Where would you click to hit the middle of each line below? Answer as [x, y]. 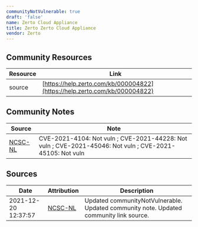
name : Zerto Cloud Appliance [42, 22]
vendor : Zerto [24, 34]
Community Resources [49, 57]
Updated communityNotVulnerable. [133, 201]
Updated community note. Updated [133, 208]
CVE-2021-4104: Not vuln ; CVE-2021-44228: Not [113, 138]
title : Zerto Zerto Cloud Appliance [51, 28]
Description [137, 191]
